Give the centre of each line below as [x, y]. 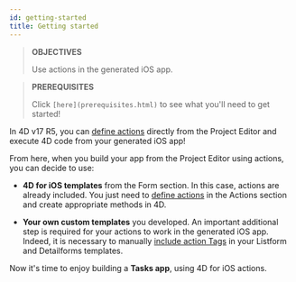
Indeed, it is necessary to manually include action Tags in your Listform [154, 241]
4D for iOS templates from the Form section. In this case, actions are [151, 185]
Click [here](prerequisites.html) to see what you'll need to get [151, 104]
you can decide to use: [52, 168]
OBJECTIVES [57, 51]
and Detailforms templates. [73, 250]
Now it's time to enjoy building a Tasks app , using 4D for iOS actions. [139, 268]
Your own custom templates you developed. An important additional [150, 222]
